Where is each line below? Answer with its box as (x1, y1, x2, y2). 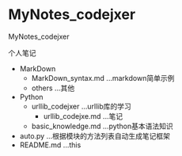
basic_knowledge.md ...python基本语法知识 (31, 121, 174, 131)
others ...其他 (31, 83, 75, 93)
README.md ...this (19, 140, 82, 150)
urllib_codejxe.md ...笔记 (43, 111, 123, 120)
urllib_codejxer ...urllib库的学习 (31, 101, 132, 111)
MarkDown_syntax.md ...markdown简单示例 (31, 73, 175, 82)
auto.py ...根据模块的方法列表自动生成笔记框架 (19, 131, 171, 140)
